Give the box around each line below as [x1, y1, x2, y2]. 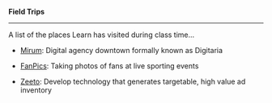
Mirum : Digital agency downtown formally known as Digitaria [19, 46, 223, 55]
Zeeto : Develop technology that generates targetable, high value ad [19, 76, 246, 86]
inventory [19, 85, 53, 95]
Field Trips [8, 7, 45, 16]
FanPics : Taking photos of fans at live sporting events [19, 61, 199, 71]
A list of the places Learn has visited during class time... [8, 30, 195, 39]
